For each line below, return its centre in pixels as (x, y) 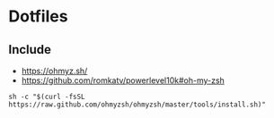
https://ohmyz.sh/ (54, 71)
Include (30, 50)
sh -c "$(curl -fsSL (47, 97)
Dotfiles (38, 17)
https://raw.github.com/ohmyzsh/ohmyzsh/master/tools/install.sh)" (137, 105)
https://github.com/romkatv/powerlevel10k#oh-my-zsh (123, 80)
